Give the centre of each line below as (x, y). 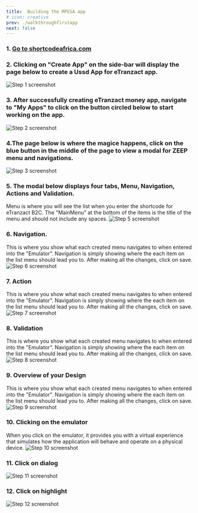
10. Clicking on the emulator (47, 422)
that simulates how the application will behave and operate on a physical (95, 441)
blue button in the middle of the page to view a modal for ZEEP (97, 150)
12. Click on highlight (37, 491)
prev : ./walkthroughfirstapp (42, 22)
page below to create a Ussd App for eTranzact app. (82, 72)
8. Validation (25, 328)
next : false (21, 28)
